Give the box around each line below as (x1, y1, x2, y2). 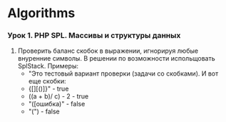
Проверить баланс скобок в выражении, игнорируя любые (17, 46, 198, 55)
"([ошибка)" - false (28, 100, 86, 108)
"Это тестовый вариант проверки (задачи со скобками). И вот (28, 69, 219, 78)
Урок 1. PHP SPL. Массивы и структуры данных (7, 31, 181, 41)
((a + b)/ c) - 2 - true (28, 92, 89, 101)
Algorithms (7, 5, 76, 21)
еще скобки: (28, 77, 66, 86)
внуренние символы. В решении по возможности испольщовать (17, 54, 215, 63)
